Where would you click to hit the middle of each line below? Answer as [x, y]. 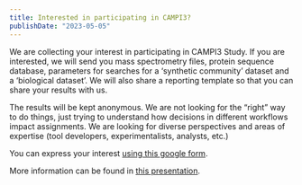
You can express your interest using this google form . [109, 153]
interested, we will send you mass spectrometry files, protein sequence [142, 61]
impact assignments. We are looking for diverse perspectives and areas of [147, 126]
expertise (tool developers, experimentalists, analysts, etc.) [119, 136]
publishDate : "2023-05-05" [60, 26]
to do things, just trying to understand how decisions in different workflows [149, 117]
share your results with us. [59, 90]
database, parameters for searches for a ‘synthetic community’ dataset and [149, 70]
